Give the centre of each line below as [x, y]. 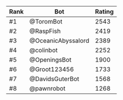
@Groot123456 [51, 69]
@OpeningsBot [51, 60]
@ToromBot [46, 21]
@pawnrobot [47, 89]
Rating [104, 11]
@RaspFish [45, 31]
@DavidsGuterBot [54, 79]
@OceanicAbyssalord [59, 41]
